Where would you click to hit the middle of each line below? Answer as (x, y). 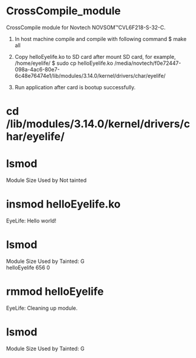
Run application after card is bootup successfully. (75, 87)
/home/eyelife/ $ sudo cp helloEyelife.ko (64, 63)
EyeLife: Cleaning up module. (42, 308)
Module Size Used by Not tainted (46, 180)
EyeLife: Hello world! (31, 221)
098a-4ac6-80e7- (37, 69)
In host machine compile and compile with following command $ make (100, 39)
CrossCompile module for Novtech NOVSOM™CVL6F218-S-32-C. (86, 27)
